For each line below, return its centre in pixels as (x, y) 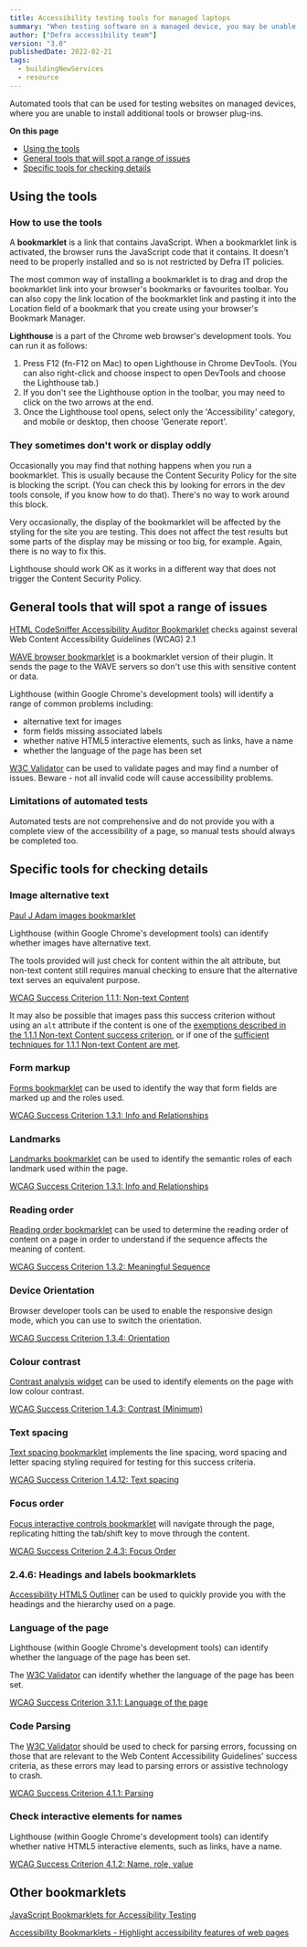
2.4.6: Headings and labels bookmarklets (103, 1574)
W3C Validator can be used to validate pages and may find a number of (144, 767)
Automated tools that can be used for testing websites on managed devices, (153, 103)
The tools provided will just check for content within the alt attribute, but (145, 960)
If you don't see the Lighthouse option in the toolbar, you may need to (154, 393)
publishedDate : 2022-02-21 (61, 52)
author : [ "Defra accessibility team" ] (83, 35)
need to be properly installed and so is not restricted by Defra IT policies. (147, 262)
